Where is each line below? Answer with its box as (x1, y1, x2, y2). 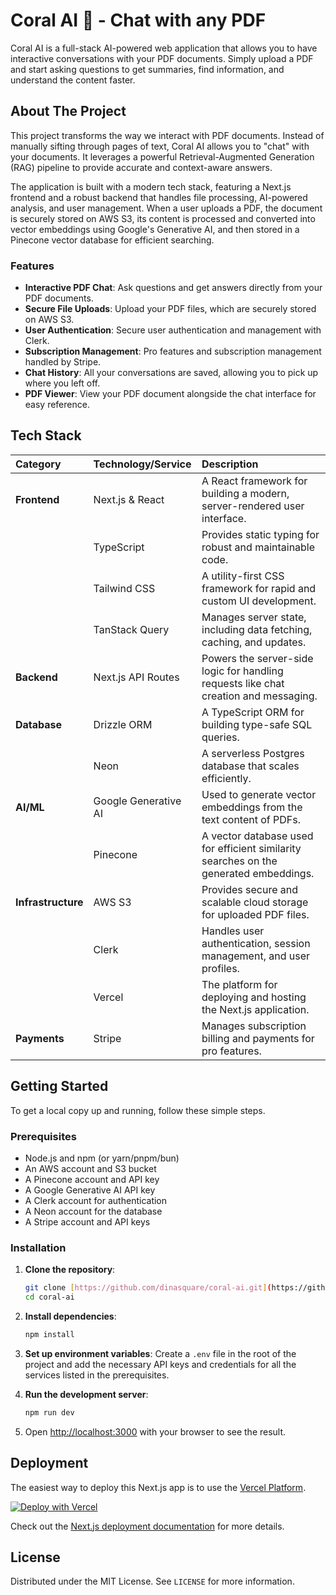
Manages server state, (201, 610, 307, 624)
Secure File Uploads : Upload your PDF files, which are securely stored (24, 303, 317, 315)
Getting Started (10, 1078, 109, 1095)
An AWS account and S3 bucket (24, 1162, 157, 1174)
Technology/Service (93, 457, 192, 471)
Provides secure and (201, 882, 298, 896)
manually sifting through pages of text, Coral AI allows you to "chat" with (10, 140, 310, 152)
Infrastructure (15, 895, 84, 909)
